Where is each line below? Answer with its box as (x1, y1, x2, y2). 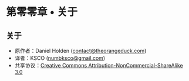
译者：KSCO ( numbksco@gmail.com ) (14, 55, 106, 62)
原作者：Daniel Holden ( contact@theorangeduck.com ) (14, 48, 147, 54)
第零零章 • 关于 (6, 5, 78, 19)
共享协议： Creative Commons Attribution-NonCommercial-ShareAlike (14, 62, 183, 69)
